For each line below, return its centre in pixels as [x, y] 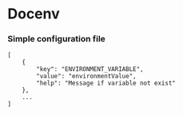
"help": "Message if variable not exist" [106, 83]
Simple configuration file [56, 39]
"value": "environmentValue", [86, 77]
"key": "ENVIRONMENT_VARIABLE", [90, 69]
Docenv [34, 14]
